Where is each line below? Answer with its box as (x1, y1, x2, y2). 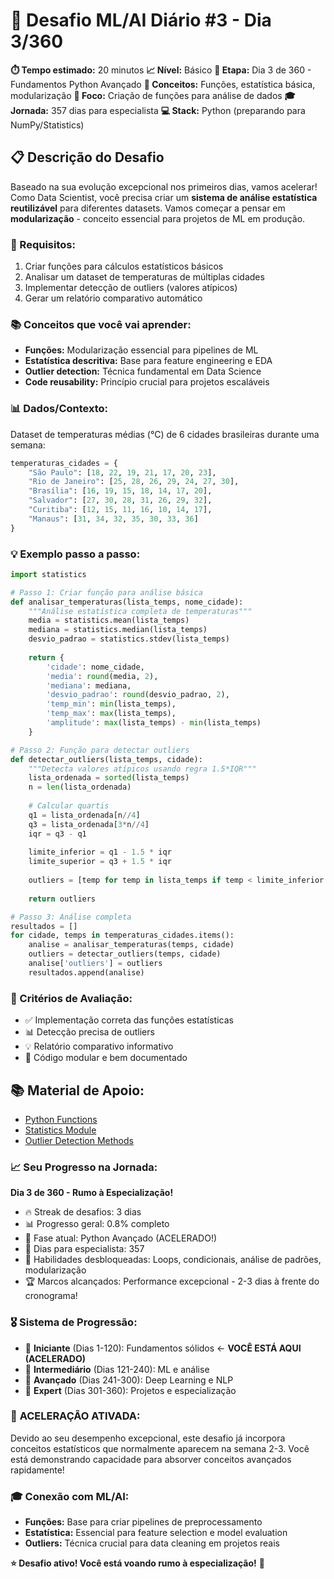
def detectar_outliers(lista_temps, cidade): (10, 754, 203, 764)
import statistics (10, 569, 87, 579)
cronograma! (24, 1290, 78, 1302)
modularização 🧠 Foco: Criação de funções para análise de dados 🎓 (10, 89, 296, 101)
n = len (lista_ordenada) (28, 782, 132, 793)
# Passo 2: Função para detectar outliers (10, 745, 190, 755)
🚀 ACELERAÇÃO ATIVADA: (10, 1409, 141, 1423)
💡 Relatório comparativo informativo (24, 1040, 174, 1053)
